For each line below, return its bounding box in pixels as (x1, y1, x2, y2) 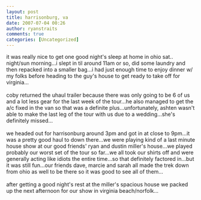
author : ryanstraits (6, 25, 58, 32)
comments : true (6, 31, 44, 37)
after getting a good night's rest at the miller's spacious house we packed (6, 181, 188, 188)
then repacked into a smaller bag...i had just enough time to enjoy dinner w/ (6, 66, 193, 73)
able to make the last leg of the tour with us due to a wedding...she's (6, 111, 176, 118)
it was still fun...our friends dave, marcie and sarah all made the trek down (6, 162, 189, 169)
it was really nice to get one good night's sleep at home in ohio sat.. (6, 53, 173, 60)
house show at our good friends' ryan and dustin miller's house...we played (6, 142, 193, 150)
